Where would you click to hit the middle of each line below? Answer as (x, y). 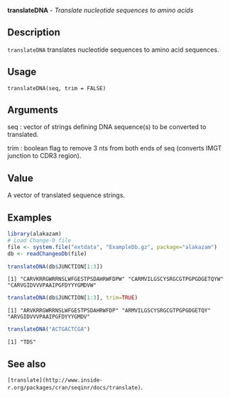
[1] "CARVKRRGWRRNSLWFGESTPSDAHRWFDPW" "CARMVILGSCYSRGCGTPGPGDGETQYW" (115, 280)
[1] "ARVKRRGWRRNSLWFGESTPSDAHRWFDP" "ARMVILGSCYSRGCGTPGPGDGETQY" (109, 311)
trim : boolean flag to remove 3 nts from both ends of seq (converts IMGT (115, 148)
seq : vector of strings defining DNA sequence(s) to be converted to (107, 127)
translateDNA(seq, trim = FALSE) (57, 88)
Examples (29, 217)
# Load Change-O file (39, 241)
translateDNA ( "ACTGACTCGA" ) (49, 329)
